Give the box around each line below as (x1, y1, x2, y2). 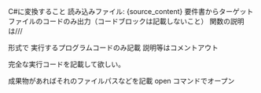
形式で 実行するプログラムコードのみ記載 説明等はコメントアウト (8, 43, 219, 52)
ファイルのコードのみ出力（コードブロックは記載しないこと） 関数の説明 (8, 16, 244, 26)
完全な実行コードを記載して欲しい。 (8, 59, 126, 69)
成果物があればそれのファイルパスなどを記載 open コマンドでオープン (8, 77, 235, 85)
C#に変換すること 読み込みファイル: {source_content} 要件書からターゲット (8, 7, 254, 16)
